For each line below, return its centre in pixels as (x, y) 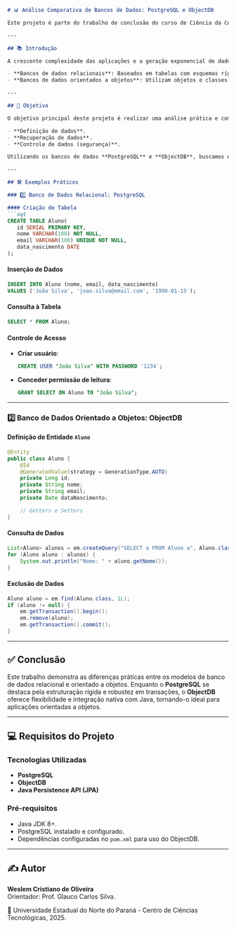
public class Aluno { (39, 459)
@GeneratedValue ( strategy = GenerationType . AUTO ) (94, 472)
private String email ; (53, 492)
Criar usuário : (38, 354)
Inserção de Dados (35, 269)
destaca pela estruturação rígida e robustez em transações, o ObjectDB (111, 692)
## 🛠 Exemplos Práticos (43, 182)
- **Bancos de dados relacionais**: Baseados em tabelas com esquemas (113, 74)
